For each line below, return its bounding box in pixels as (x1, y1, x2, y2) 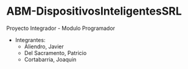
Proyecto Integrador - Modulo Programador (6, 24, 116, 32)
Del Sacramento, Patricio (24, 49, 87, 56)
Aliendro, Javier (24, 43, 64, 50)
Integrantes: (15, 36, 46, 43)
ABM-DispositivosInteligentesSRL (6, 4, 183, 18)
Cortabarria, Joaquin (24, 56, 77, 63)
